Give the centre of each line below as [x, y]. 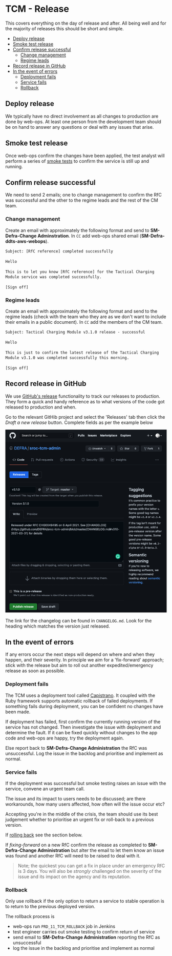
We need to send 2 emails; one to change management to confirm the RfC [84, 195]
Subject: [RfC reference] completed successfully [59, 251]
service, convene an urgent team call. [45, 789]
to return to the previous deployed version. [50, 907]
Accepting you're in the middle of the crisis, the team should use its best [82, 814]
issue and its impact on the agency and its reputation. [74, 877]
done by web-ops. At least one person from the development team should [83, 122]
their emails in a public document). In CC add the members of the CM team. [84, 322]
